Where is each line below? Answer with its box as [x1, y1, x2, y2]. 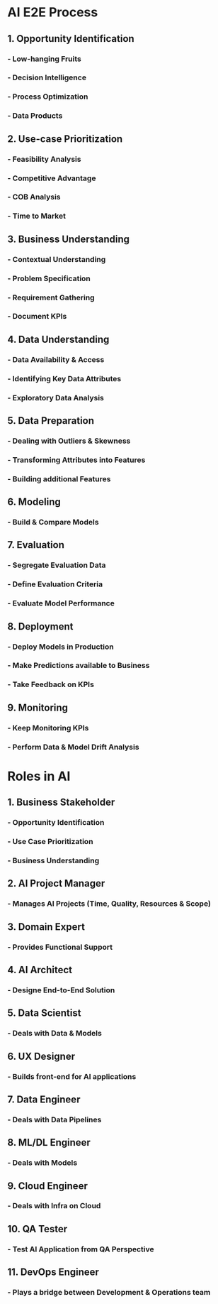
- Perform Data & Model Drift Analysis [7, 742, 139, 752]
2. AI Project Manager [7, 877, 105, 889]
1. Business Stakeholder [7, 796, 115, 809]
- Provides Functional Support [7, 942, 113, 952]
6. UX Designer [7, 1050, 76, 1062]
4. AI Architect [7, 963, 73, 976]
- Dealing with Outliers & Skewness [7, 436, 131, 446]
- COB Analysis [7, 192, 62, 202]
